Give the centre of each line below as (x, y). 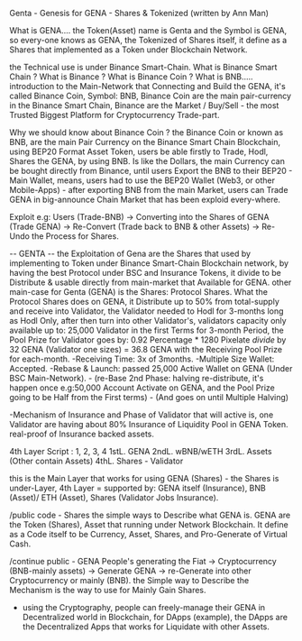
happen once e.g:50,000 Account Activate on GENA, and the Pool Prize (142, 388)
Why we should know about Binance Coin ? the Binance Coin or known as (146, 133)
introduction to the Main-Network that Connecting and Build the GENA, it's (147, 86)
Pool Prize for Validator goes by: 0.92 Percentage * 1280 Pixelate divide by (148, 340)
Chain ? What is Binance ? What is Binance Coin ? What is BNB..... (132, 77)
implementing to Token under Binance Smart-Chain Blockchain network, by (149, 263)
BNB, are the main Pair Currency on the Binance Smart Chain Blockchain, (145, 142)
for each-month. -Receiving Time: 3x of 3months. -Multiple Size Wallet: (142, 359)
